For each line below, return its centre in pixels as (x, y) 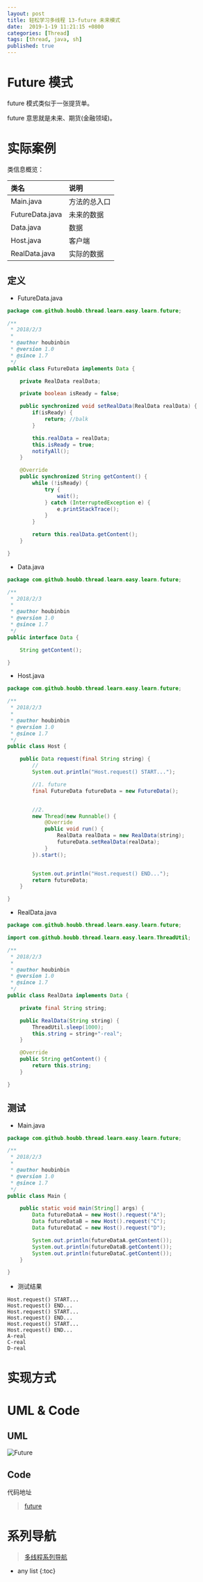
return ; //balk (66, 419)
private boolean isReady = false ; (70, 394)
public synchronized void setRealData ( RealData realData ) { (108, 406)
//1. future (50, 784)
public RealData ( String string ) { (70, 1020)
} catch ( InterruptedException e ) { (97, 503)
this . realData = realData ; (71, 438)
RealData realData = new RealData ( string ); (121, 836)
